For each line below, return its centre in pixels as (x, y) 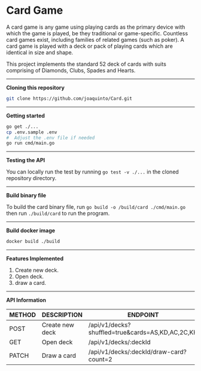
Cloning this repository (35, 87)
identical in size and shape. (40, 52)
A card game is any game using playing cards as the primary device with (96, 27)
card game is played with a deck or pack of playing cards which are (90, 46)
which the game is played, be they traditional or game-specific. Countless (97, 33)
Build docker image (31, 230)
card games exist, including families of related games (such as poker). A (95, 39)
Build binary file (26, 196)
